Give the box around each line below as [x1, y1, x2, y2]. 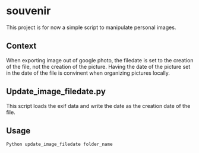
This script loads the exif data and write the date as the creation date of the [6, 102, 191, 109]
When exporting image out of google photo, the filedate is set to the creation [6, 56, 194, 63]
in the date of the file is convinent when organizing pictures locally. [6, 69, 170, 76]
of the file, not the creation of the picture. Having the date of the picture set [6, 63, 191, 70]
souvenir [6, 4, 51, 18]
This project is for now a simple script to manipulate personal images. [6, 24, 176, 31]
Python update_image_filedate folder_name [6, 141, 113, 148]
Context [6, 41, 37, 51]
